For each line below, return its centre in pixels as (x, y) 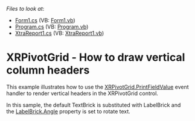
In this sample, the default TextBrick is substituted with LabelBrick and (94, 105)
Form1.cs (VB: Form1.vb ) (45, 20)
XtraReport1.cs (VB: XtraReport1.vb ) (59, 33)
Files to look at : (25, 9)
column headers (48, 70)
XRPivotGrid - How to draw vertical (96, 57)
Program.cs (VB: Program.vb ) (52, 27)
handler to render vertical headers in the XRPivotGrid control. (82, 93)
